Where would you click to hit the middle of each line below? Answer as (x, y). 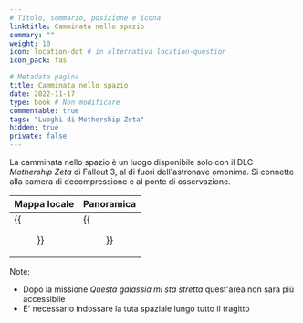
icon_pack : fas (38, 60)
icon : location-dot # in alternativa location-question (118, 52)
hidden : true (34, 128)
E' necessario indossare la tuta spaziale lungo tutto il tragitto (136, 308)
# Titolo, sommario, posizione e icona (85, 18)
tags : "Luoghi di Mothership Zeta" (77, 120)
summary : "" (32, 35)
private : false (38, 136)
